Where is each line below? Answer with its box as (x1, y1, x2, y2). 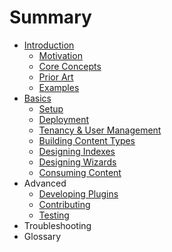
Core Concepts (38, 60, 102, 72)
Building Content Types (38, 134, 136, 146)
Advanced (23, 177, 67, 189)
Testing (38, 209, 70, 221)
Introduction (23, 39, 75, 51)
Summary (9, 6, 92, 29)
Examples (38, 81, 80, 93)
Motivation (38, 49, 83, 61)
